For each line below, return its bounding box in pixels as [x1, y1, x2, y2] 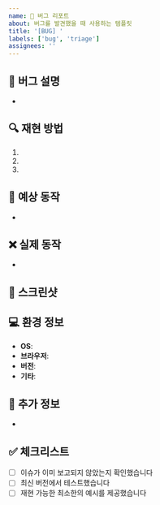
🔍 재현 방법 [8, 122, 63, 136]
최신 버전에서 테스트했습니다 [19, 478, 110, 488]
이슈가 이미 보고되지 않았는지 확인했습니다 [19, 468, 154, 477]
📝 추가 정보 [8, 397, 61, 411]
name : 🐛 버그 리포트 [8, 11, 70, 20]
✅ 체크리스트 [8, 444, 70, 459]
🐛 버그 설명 [8, 74, 61, 88]
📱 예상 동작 [8, 190, 61, 204]
